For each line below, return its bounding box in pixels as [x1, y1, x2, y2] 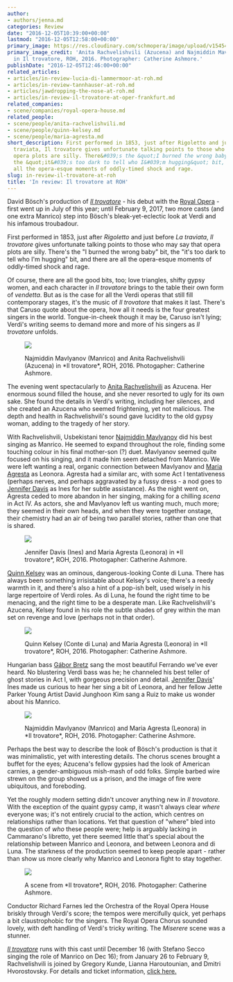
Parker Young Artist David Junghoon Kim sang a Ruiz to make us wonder [7, 690, 216, 699]
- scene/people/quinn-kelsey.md [7, 127, 101, 134]
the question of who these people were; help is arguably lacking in [7, 825, 198, 833]
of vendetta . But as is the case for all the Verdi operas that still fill [7, 291, 193, 299]
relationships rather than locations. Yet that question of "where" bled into [7, 818, 216, 826]
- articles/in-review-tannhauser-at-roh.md [7, 81, 135, 88]
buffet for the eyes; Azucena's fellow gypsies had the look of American [7, 759, 210, 768]
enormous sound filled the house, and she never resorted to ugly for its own [7, 390, 225, 399]
